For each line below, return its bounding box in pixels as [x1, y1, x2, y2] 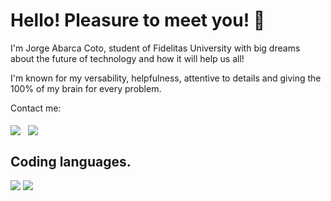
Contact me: [10, 102, 62, 114]
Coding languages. [10, 153, 132, 170]
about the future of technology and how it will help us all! [10, 52, 245, 64]
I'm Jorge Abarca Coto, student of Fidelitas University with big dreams [10, 42, 301, 54]
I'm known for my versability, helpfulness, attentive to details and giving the [10, 72, 322, 84]
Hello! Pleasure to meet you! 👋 [10, 9, 266, 32]
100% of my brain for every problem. [10, 82, 162, 94]
